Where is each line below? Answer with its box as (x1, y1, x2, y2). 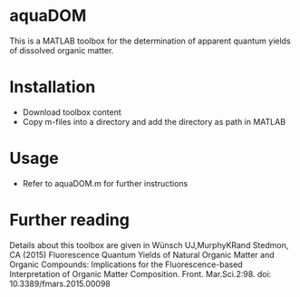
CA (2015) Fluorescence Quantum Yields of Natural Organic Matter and (9, 249, 275, 260)
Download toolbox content (22, 106, 122, 118)
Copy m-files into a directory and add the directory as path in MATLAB (22, 116, 286, 127)
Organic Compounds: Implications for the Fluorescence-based (9, 259, 243, 270)
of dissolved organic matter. (9, 44, 114, 55)
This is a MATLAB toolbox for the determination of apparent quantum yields (9, 35, 292, 46)
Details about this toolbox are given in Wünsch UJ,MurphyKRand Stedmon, (9, 239, 289, 250)
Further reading (9, 210, 130, 230)
